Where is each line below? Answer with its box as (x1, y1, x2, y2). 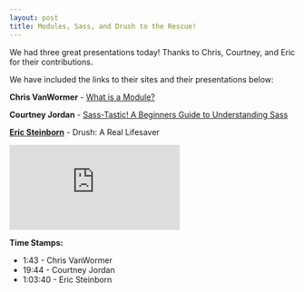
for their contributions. (9, 56, 93, 67)
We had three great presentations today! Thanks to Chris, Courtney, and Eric (9, 46, 296, 57)
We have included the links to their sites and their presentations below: (9, 73, 274, 84)
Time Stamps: (9, 237, 64, 248)
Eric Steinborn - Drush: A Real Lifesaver (9, 126, 161, 137)
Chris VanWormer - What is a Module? (9, 92, 156, 102)
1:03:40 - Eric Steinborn (22, 274, 113, 285)
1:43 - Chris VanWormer (22, 255, 113, 266)
